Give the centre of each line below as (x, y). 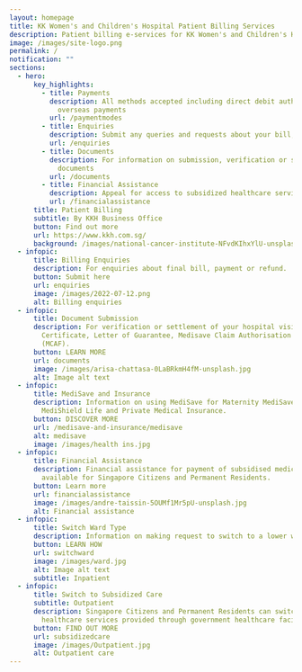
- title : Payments (76, 93)
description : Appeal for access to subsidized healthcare (160, 193)
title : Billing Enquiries (81, 260)
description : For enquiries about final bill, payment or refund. (160, 269)
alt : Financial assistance (84, 511)
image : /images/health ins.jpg (92, 444)
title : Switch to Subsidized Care (98, 595)
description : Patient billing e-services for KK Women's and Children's (148, 34)
